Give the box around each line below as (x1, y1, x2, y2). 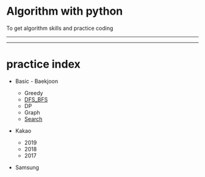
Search (24, 115, 43, 123)
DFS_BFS (24, 96, 48, 103)
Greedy (24, 89, 43, 96)
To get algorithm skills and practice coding (6, 24, 113, 32)
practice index (6, 57, 81, 71)
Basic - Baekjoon (15, 78, 59, 85)
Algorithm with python (6, 4, 123, 18)
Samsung (15, 164, 40, 171)
